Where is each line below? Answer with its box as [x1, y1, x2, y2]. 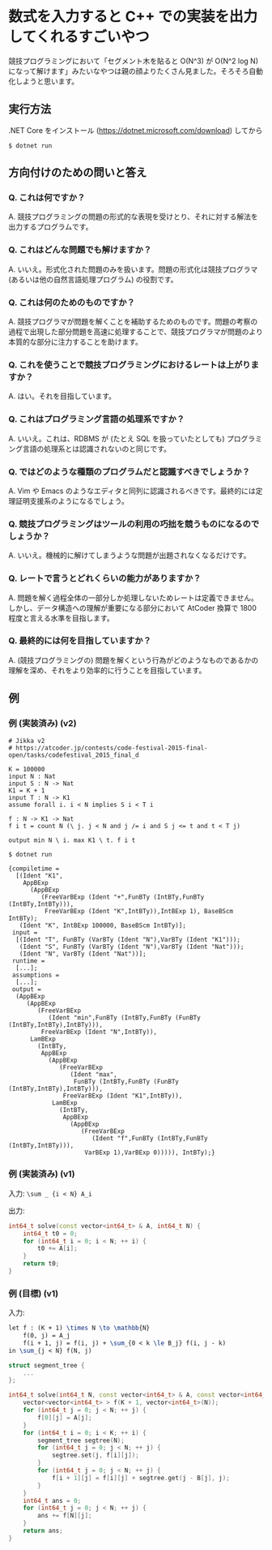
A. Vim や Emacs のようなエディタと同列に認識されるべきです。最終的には [8, 486, 257, 496]
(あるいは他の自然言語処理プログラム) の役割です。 [8, 274, 178, 284]
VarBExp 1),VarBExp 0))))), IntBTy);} [84, 1149, 216, 1157]
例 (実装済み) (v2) [8, 718, 77, 729]
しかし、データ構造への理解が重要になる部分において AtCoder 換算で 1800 [8, 603, 257, 612]
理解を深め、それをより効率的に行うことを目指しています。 [8, 665, 206, 675]
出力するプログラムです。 [8, 222, 93, 232]
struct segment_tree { [8, 1361, 85, 1369]
